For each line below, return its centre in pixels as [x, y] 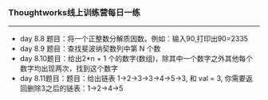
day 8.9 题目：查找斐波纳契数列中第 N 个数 [90, 48]
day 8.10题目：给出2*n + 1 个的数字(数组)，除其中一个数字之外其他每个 [136, 59]
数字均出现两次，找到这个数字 [69, 68]
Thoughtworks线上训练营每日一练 [75, 12]
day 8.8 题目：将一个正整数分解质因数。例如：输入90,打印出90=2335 [134, 39]
